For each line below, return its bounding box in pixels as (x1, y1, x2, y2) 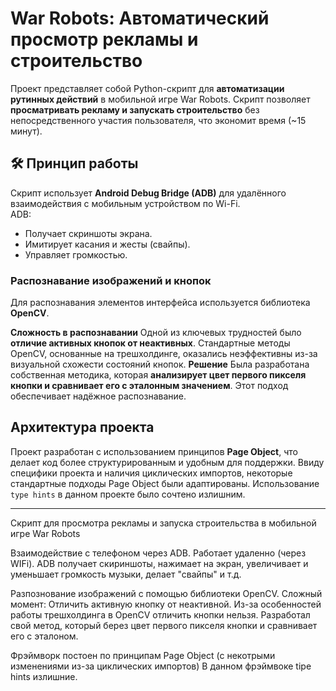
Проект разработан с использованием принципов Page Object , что (10, 445, 298, 457)
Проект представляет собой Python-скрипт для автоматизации (10, 82, 285, 94)
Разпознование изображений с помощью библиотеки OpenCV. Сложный (10, 587, 323, 599)
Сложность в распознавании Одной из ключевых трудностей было (10, 327, 302, 339)
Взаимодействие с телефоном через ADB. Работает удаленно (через (10, 547, 307, 559)
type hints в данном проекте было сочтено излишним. (10, 488, 246, 500)
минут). (10, 125, 43, 137)
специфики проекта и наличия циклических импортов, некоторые (10, 467, 293, 479)
